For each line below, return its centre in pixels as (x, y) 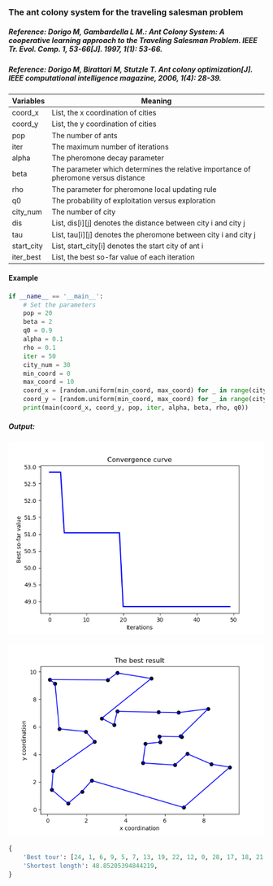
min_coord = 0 (47, 373)
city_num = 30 (47, 364)
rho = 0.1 (40, 347)
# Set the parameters (59, 305)
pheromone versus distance (98, 178)
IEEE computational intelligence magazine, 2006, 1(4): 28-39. (115, 78)
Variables (28, 101)
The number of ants (84, 135)
